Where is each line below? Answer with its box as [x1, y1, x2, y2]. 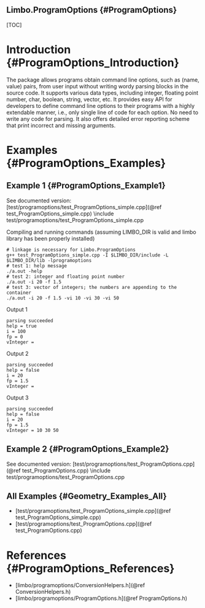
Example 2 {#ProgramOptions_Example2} [6, 444, 169, 455]
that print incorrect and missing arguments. [6, 121, 116, 129]
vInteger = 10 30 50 [6, 427, 60, 433]
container [6, 290, 32, 296]
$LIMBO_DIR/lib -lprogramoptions [6, 257, 92, 263]
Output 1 [6, 306, 28, 313]
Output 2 [6, 350, 29, 357]
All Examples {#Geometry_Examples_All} [6, 491, 167, 501]
